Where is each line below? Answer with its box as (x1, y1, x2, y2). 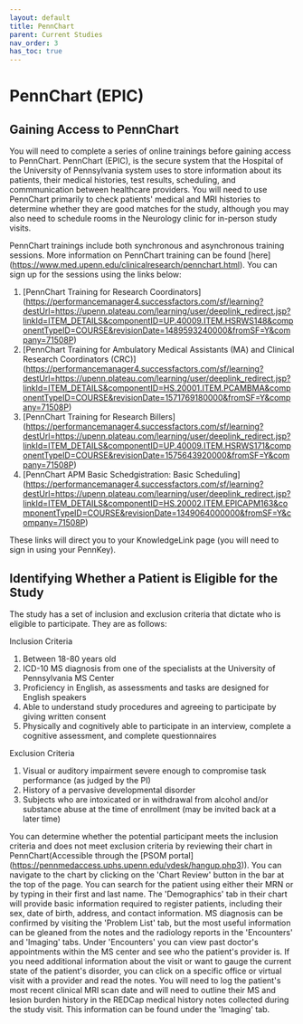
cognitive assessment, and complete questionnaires (22, 730, 217, 741)
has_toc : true (9, 47, 63, 56)
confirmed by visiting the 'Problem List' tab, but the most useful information (9, 917, 291, 928)
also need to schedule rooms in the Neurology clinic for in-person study (9, 213, 278, 224)
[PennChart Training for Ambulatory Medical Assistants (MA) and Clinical (22, 345, 295, 356)
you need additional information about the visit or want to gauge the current (9, 955, 292, 966)
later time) (22, 813, 62, 824)
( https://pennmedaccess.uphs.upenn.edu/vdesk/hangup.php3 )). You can (9, 859, 282, 870)
